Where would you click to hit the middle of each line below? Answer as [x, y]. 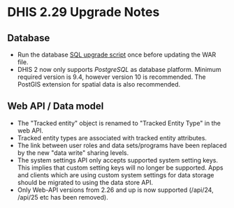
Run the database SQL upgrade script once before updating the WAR [117, 54]
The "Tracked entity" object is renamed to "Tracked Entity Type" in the [119, 123]
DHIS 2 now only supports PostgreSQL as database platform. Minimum [119, 69]
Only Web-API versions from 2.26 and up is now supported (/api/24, [116, 190]
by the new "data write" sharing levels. [73, 153]
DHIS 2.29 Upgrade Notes [83, 12]
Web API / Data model [56, 106]
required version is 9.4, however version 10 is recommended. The [111, 77]
